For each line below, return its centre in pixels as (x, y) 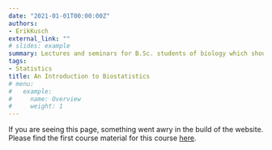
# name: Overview (45, 99)
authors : (23, 24)
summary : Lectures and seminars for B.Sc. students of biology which (128, 54)
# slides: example (39, 46)
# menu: (21, 84)
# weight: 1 (36, 106)
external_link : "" (39, 39)
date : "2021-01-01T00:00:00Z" (59, 16)
